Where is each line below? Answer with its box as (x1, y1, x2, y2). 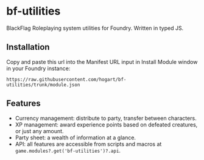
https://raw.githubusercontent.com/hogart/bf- (6, 76, 127, 83)
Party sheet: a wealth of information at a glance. (15, 134, 136, 141)
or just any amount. (15, 127, 64, 134)
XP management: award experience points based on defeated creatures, (15, 120, 198, 128)
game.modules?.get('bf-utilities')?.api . (15, 147, 121, 154)
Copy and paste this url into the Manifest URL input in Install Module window (6, 58, 198, 65)
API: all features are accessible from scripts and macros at (15, 140, 162, 147)
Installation (6, 42, 50, 52)
